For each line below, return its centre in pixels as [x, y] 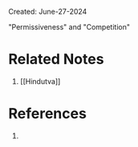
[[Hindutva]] [40, 81]
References [47, 114]
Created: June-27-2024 [48, 12]
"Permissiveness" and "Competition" [69, 27]
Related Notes [56, 60]
